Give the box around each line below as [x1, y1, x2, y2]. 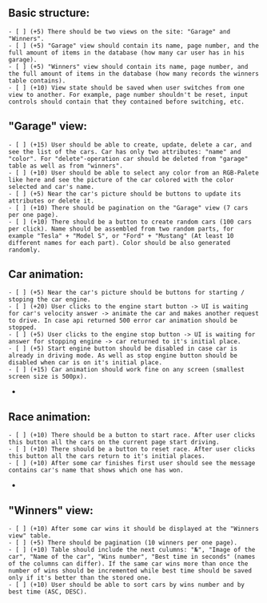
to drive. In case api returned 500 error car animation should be [8, 316, 238, 325]
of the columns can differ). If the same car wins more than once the [8, 560, 249, 568]
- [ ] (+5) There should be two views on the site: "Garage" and [8, 27, 230, 35]
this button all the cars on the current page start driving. [8, 438, 220, 447]
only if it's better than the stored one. [8, 574, 152, 582]
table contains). [8, 76, 66, 85]
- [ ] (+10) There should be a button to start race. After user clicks [8, 432, 256, 440]
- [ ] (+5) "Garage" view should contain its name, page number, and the [8, 42, 260, 50]
